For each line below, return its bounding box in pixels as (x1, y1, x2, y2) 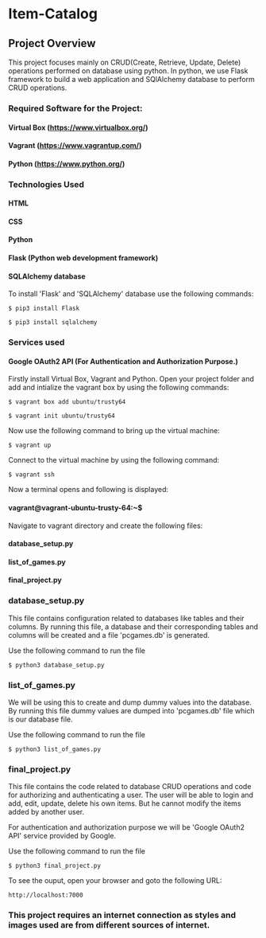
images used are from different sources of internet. (8, 920, 210, 931)
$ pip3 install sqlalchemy (8, 319, 98, 326)
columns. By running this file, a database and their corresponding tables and (8, 622, 259, 631)
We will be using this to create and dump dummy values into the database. (8, 698, 252, 707)
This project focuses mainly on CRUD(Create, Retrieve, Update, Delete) (8, 57, 241, 67)
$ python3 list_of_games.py (8, 745, 102, 753)
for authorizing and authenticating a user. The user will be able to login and (8, 790, 254, 800)
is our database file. (8, 714, 73, 724)
